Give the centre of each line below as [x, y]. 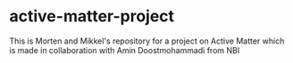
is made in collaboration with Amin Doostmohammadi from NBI [125, 50]
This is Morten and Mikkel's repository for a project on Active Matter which [147, 41]
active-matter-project [92, 16]
